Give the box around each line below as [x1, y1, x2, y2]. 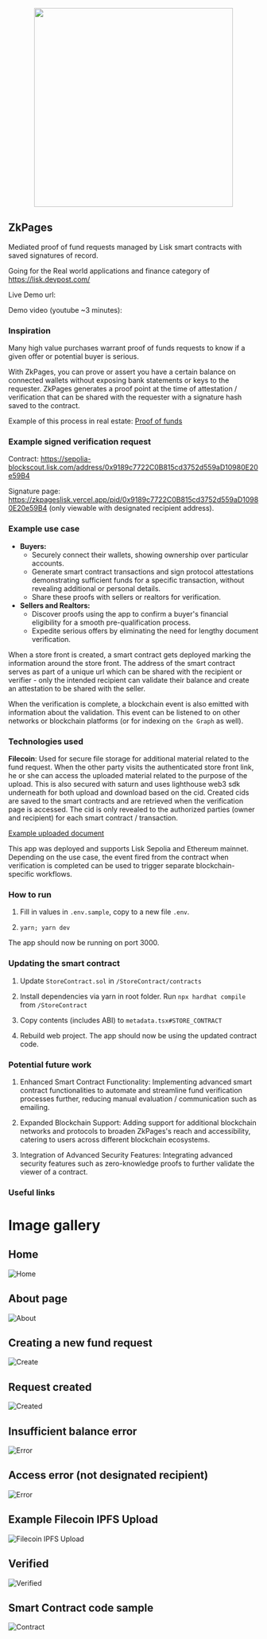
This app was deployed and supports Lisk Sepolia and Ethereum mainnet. [8, 844, 249, 853]
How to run [8, 889, 52, 900]
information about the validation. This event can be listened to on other [8, 707, 241, 717]
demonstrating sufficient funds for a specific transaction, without [31, 575, 245, 585]
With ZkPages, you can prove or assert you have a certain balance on [8, 367, 236, 377]
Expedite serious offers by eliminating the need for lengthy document [31, 625, 259, 636]
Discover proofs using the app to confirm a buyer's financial [31, 609, 229, 618]
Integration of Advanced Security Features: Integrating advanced [19, 1150, 233, 1159]
